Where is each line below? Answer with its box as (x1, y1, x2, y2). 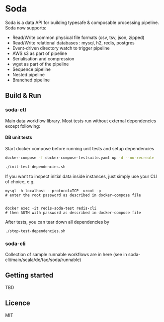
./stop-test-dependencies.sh (5, 228, 66, 234)
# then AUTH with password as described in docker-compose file (5, 210, 141, 215)
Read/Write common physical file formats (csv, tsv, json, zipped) (12, 34, 145, 40)
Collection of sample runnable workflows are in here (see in (5, 251, 128, 257)
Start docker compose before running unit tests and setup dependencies (5, 145, 155, 151)
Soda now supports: (5, 24, 47, 30)
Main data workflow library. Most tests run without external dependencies (5, 118, 157, 124)
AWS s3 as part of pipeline (12, 50, 67, 56)
